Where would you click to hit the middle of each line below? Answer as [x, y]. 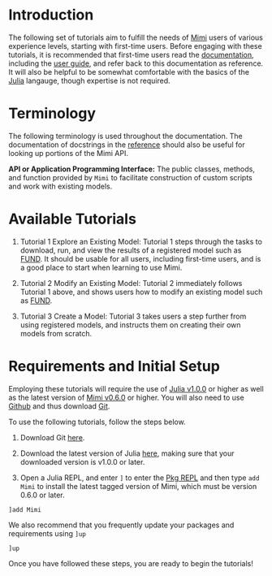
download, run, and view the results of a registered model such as [131, 250]
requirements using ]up [47, 533]
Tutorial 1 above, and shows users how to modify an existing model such [141, 292]
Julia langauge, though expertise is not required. [89, 80]
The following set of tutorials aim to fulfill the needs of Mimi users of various [136, 37]
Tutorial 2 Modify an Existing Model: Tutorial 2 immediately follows [131, 283]
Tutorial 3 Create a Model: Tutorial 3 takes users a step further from [133, 316]
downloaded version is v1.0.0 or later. [82, 461]
